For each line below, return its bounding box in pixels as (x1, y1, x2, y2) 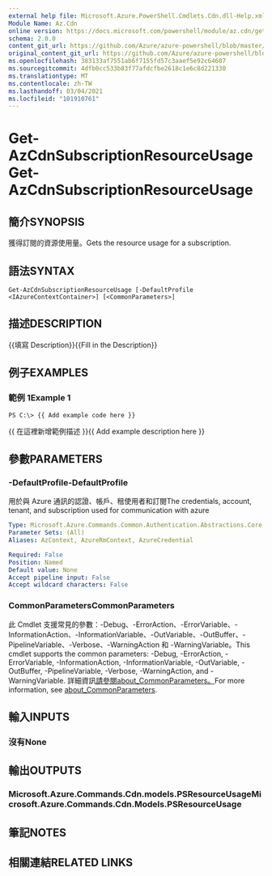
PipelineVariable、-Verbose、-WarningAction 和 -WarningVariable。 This (8, 640, 251, 650)
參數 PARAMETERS (8, 452, 103, 466)
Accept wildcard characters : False (8, 581, 129, 589)
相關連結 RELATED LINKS (8, 855, 134, 870)
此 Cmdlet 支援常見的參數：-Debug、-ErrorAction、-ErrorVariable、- (8, 620, 239, 629)
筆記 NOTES (8, 826, 67, 840)
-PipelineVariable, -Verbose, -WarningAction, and (44, 666, 209, 675)
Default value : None (8, 565, 79, 574)
